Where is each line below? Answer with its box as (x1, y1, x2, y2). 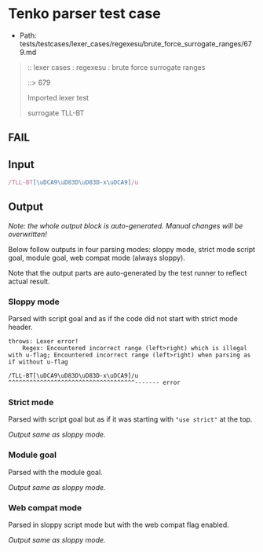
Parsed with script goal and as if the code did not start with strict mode (8, 314, 238, 324)
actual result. (8, 276, 50, 286)
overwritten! (8, 229, 47, 239)
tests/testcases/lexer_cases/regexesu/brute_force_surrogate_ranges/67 (19, 38, 253, 48)
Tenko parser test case (8, 5, 161, 23)
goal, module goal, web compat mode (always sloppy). (8, 253, 186, 262)
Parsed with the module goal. (8, 467, 104, 477)
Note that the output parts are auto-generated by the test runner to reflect (8, 268, 247, 277)
